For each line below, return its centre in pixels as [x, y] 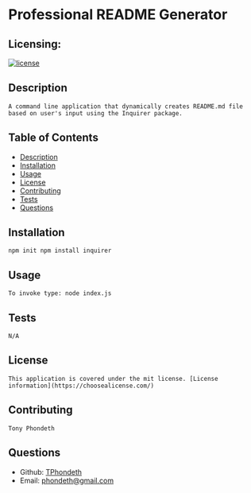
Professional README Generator [118, 15]
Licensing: [35, 44]
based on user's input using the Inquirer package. [95, 113]
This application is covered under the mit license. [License [113, 378]
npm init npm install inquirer [60, 251]
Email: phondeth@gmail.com [66, 480]
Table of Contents [54, 138]
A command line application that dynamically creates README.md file [126, 106]
